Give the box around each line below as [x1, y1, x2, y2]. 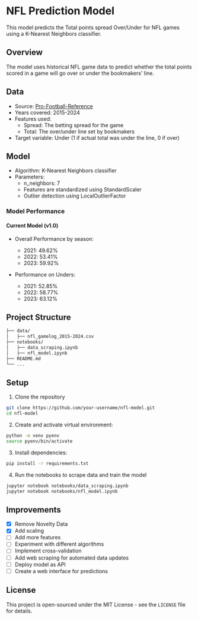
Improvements [6, 504, 61, 515]
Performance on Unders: [14, 271, 76, 278]
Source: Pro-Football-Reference [14, 102, 93, 109]
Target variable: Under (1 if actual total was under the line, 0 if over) [14, 134, 180, 141]
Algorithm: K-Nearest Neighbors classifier [14, 167, 117, 174]
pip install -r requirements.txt [6, 460, 89, 466]
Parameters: [14, 174, 45, 181]
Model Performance [6, 207, 65, 215]
